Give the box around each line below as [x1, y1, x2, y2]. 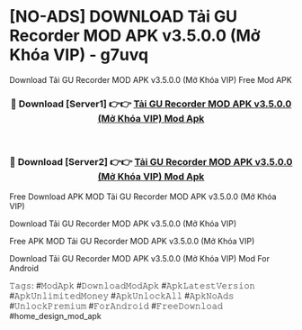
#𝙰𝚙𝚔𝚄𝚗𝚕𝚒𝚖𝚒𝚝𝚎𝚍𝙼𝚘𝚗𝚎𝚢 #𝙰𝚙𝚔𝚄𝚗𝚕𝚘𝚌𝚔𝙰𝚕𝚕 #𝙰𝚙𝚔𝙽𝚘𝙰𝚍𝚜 [9, 290, 235, 301]
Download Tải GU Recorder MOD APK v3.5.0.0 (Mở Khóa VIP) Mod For [9, 252, 270, 263]
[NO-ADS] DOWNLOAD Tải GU [9, 6, 238, 27]
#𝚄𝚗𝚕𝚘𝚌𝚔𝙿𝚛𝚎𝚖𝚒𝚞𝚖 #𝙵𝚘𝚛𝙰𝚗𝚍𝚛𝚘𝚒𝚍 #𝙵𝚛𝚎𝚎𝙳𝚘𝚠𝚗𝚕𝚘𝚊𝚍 [9, 300, 223, 311]
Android [9, 262, 39, 273]
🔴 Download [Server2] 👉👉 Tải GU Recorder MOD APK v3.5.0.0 [9, 156, 293, 169]
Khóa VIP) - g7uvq [9, 45, 149, 65]
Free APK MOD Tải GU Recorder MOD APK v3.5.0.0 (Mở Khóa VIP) [9, 235, 255, 246]
